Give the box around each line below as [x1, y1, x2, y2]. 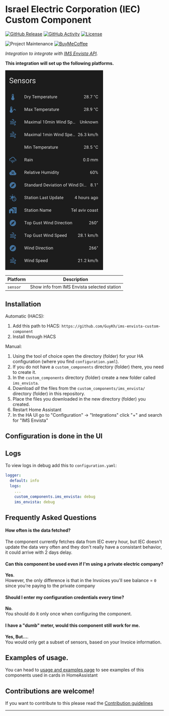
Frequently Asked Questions [5, 513, 97, 522]
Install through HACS [12, 334, 56, 340]
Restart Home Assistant [12, 407, 62, 413]
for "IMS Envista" [12, 417, 49, 423]
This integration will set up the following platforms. [5, 60, 114, 66]
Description [63, 276, 89, 283]
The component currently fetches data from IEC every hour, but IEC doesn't [5, 539, 162, 545]
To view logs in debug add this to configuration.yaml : [5, 463, 117, 469]
